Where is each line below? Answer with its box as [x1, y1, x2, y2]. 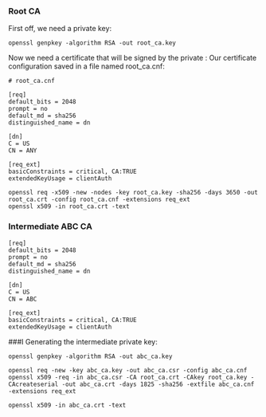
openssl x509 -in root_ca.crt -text [8, 203, 130, 210]
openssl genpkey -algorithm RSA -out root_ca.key [8, 39, 177, 47]
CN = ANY [8, 147, 37, 155]
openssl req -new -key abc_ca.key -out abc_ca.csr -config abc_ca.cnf [8, 366, 248, 374]
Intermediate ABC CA [8, 221, 93, 232]
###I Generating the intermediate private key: [8, 336, 158, 346]
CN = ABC [8, 295, 37, 303]
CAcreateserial [8, 380, 59, 388]
